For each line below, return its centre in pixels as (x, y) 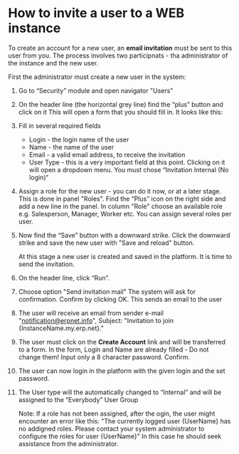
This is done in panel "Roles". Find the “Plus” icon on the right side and (122, 199)
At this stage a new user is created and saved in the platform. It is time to (125, 256)
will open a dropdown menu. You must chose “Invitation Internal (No (129, 169)
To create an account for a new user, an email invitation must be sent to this (120, 48)
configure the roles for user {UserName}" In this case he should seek (120, 436)
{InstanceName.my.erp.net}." (61, 328)
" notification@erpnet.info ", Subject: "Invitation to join (96, 320)
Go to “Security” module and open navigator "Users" (96, 90)
